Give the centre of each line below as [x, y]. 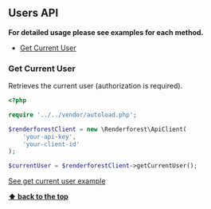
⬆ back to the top [39, 197]
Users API [33, 13]
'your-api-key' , [50, 136]
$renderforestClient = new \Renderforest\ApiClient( [98, 129]
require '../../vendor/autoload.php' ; [72, 115]
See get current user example [57, 181]
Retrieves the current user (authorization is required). [96, 86]
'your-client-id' [51, 144]
